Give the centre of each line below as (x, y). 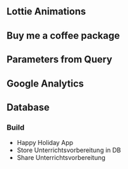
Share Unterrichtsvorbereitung (61, 158)
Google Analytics (45, 83)
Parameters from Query (59, 60)
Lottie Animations (46, 12)
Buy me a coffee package (63, 36)
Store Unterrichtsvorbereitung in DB (69, 150)
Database (28, 107)
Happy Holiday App (45, 143)
